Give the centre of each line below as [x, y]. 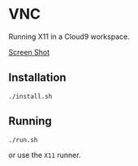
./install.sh [30, 96]
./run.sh [23, 140]
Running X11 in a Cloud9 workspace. [69, 36]
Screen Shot [29, 52]
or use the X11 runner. [45, 155]
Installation [37, 78]
